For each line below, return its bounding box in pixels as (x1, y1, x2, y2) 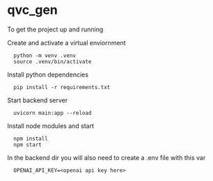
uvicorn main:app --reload (13, 109, 92, 116)
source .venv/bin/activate (13, 58, 92, 65)
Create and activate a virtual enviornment (7, 38, 127, 47)
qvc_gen (7, 2, 58, 18)
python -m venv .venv (13, 52, 77, 59)
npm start (13, 141, 42, 148)
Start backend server (7, 96, 68, 104)
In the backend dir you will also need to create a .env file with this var (7, 153, 206, 162)
